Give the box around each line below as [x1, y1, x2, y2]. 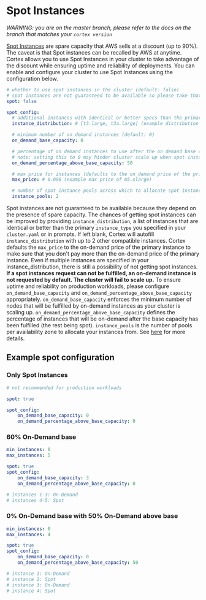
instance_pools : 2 [12, 194, 59, 200]
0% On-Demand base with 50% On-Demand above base [6, 512, 178, 520]
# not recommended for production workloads [6, 384, 122, 391]
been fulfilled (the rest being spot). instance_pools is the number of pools [6, 322, 193, 329]
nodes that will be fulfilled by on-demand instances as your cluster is [6, 302, 181, 309]
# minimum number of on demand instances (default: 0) [12, 132, 155, 138]
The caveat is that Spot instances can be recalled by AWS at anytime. [6, 48, 182, 56]
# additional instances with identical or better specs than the [12, 115, 183, 121]
